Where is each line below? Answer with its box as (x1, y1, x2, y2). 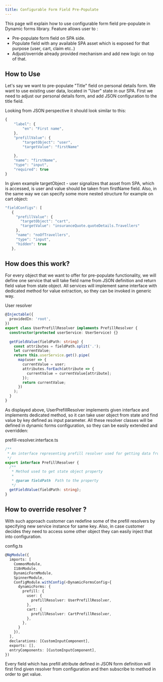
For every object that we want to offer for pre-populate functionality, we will (5, 272, 157, 278)
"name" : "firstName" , (14, 158, 57, 163)
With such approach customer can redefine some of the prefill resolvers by (5, 518, 155, 524)
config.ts (5, 543, 23, 549)
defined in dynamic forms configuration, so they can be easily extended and (5, 422, 158, 428)
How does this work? (5, 259, 70, 268)
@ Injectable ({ (5, 312, 34, 317)
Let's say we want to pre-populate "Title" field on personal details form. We (5, 83, 156, 89)
